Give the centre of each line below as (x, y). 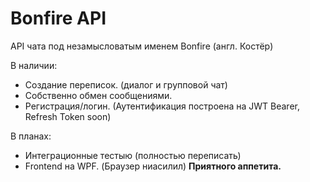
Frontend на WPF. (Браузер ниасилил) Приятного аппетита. (153, 166)
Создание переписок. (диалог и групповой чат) (126, 84)
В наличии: (34, 65)
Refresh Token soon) (68, 116)
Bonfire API (58, 18)
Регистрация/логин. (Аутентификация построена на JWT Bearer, (162, 106)
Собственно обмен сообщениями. (98, 95)
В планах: (31, 136)
